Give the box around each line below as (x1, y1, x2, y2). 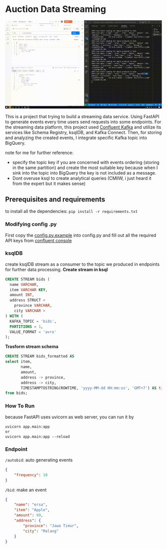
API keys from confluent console (5, 237, 72, 243)
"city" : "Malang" (23, 529, 59, 534)
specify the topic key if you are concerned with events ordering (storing (12, 160, 160, 166)
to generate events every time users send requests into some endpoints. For (5, 119, 162, 125)
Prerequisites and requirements (5, 195, 105, 203)
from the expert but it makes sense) (12, 181, 86, 186)
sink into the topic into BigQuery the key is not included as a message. (12, 170, 157, 176)
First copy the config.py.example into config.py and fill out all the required (5, 232, 157, 238)
